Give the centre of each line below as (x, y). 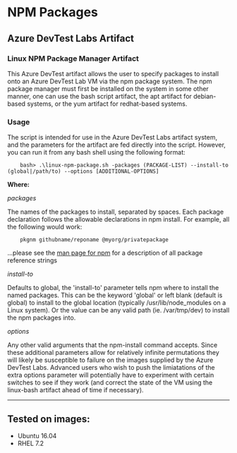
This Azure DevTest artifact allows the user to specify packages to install (113, 73)
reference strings (32, 260)
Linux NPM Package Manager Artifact (73, 59)
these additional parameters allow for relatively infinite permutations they (114, 353)
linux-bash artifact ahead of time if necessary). (75, 390)
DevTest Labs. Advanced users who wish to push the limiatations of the (111, 368)
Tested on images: (49, 419)
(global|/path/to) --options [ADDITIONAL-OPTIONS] (83, 171)
